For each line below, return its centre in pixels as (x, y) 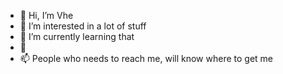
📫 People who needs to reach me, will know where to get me (146, 58)
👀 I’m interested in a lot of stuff (83, 26)
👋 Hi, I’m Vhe (46, 15)
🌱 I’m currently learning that (77, 36)
